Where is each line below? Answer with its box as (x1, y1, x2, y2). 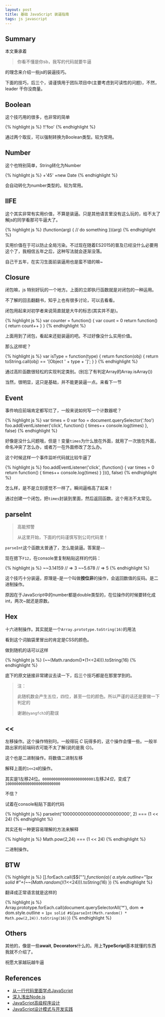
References (5, 974, 41, 983)
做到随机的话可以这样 (5, 647, 48, 653)
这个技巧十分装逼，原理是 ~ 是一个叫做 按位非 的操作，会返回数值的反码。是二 (5, 575, 159, 581)
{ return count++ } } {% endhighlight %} (5, 323, 86, 329)
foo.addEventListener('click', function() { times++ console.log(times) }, (5, 423, 149, 428)
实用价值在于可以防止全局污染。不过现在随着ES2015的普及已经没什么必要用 (5, 242, 159, 248)
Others (5, 929, 27, 937)
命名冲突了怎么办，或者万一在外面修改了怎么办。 (5, 444, 104, 450)
